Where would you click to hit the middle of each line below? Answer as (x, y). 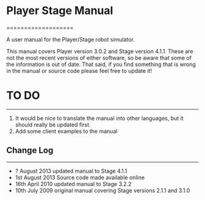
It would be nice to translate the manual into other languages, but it (99, 118)
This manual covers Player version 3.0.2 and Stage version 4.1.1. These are (100, 51)
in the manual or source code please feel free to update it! (79, 70)
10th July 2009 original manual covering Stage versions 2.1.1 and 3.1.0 (103, 190)
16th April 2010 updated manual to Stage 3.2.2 (73, 183)
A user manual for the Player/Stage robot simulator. (71, 39)
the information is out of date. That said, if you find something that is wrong (101, 64)
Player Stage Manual (60, 11)
